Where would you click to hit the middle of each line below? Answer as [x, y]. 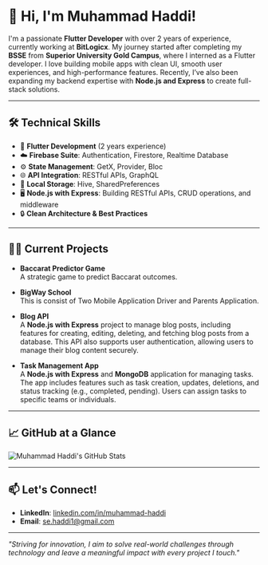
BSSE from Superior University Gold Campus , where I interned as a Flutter [132, 55]
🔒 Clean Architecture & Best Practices [84, 213]
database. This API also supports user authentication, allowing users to [136, 342]
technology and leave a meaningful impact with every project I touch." [124, 553]
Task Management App [59, 365]
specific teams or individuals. [68, 399]
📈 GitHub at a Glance [62, 433]
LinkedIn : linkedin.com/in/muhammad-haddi [93, 513]
